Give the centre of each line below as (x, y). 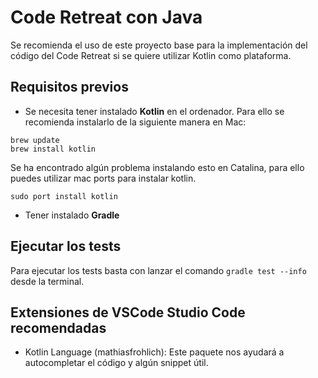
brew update (35, 140)
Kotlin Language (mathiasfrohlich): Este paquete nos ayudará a (154, 352)
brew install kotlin (53, 149)
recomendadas (58, 327)
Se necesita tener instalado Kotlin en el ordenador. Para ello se (154, 111)
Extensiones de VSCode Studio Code (128, 312)
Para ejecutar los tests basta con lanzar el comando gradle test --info (158, 270)
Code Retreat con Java (106, 17)
